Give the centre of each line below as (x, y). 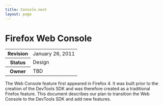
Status (18, 63)
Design (41, 63)
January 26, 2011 (54, 53)
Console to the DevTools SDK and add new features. (58, 99)
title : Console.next (26, 10)
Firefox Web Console (49, 38)
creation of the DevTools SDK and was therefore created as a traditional (78, 89)
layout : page (18, 14)
